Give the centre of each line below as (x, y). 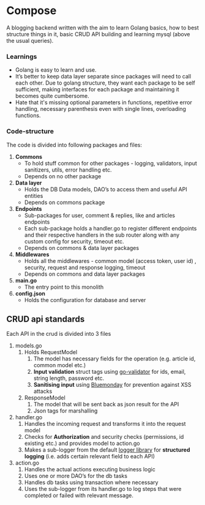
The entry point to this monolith (64, 287)
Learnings (22, 56)
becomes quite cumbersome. (52, 96)
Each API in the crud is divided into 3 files (59, 334)
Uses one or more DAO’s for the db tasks (76, 476)
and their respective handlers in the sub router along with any (102, 235)
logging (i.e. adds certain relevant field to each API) (89, 457)
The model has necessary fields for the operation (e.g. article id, (114, 359)
